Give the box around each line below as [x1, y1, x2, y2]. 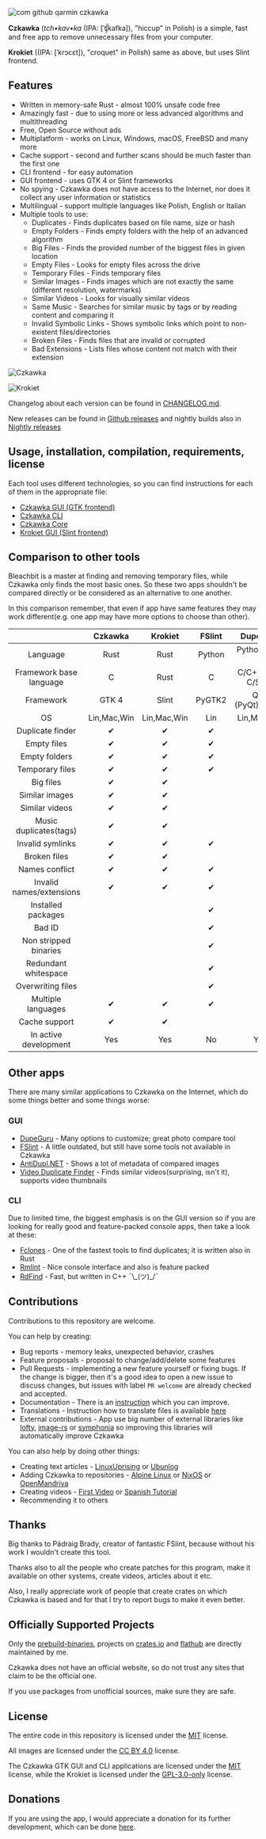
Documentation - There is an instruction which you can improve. [19, 1397, 230, 1407]
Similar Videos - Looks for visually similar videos [31, 293, 190, 303]
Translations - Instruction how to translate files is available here [19, 1406, 227, 1415]
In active [30, 1030, 63, 1041]
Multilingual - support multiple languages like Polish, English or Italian [19, 200, 247, 210]
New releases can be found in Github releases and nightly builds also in [8, 413, 241, 423]
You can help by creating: [8, 1331, 92, 1341]
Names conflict [18, 864, 75, 875]
